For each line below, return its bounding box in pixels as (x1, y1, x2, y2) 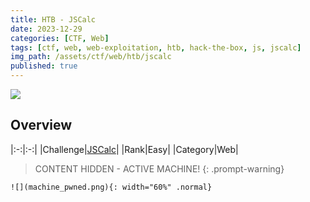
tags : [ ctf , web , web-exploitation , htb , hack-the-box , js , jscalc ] (10, 42, 302, 53)
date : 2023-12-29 (10, 24, 83, 34)
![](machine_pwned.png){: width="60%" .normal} (10, 182, 213, 192)
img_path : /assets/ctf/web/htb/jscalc (10, 52, 172, 62)
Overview (10, 117, 73, 134)
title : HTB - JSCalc (10, 14, 97, 25)
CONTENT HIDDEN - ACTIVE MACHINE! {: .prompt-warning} (34, 162, 285, 175)
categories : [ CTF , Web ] (10, 33, 110, 43)
